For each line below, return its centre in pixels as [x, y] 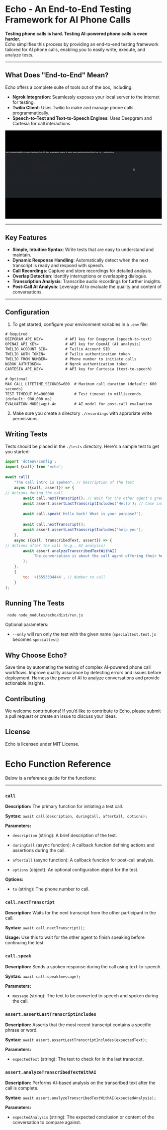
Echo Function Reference [58, 764]
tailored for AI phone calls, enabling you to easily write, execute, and [75, 49]
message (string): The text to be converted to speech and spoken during [85, 995]
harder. [13, 39]
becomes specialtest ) [36, 639]
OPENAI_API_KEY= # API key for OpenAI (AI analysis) [73, 344]
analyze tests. [19, 55]
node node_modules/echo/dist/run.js [45, 615]
